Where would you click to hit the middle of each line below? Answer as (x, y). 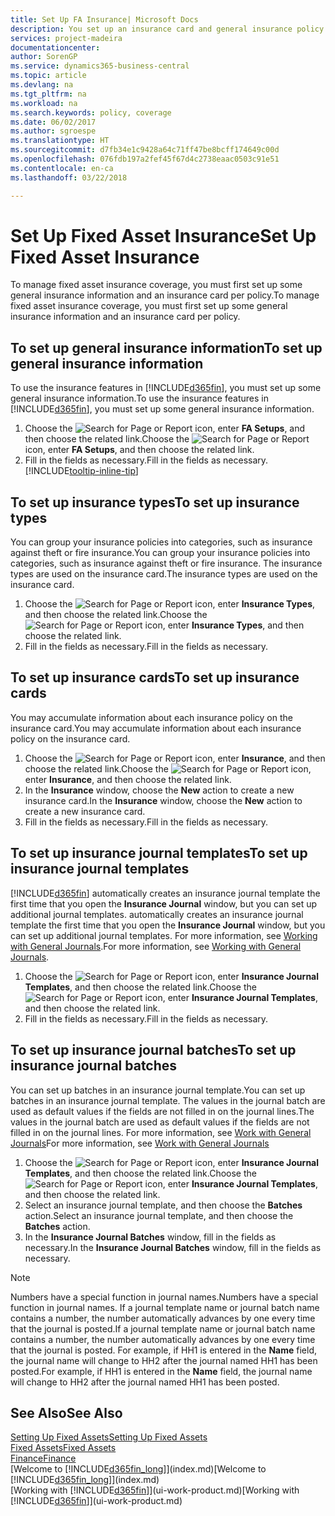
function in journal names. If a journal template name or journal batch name (165, 1307)
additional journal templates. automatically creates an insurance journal (157, 914)
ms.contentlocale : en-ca (62, 168)
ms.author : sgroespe (53, 131)
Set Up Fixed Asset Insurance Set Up (163, 235)
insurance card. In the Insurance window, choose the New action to (163, 800)
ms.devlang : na (42, 85)
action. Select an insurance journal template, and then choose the (159, 1215)
